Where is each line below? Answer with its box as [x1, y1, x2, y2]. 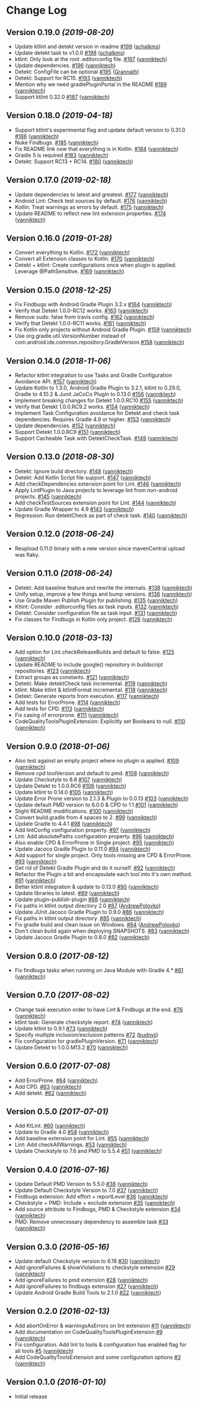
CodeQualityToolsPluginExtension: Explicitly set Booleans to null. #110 [14, 718, 186, 725]
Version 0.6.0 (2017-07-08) [6, 1061, 111, 1071]
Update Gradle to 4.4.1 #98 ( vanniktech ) [14, 820, 113, 827]
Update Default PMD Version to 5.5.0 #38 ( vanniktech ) [14, 1181, 148, 1188]
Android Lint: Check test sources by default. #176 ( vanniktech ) [14, 197, 168, 204]
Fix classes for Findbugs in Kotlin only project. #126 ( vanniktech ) [14, 616, 173, 623]
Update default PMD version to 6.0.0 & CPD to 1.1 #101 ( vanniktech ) [14, 801, 178, 808]
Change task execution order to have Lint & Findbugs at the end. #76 [14, 1006, 183, 1013]
